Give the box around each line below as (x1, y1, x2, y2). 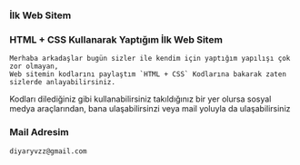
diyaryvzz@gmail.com (9, 146, 88, 156)
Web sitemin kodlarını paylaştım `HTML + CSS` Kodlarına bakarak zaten (9, 70, 286, 79)
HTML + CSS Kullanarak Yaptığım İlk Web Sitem (9, 33, 223, 45)
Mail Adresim (9, 126, 70, 139)
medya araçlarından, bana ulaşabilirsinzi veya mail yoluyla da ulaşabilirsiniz (9, 103, 291, 114)
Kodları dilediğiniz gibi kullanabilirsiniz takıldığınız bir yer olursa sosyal (9, 93, 272, 104)
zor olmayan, (9, 62, 59, 72)
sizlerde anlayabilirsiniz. (9, 78, 116, 87)
